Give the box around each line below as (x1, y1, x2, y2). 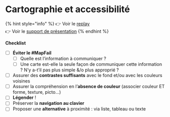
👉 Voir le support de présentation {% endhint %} (5, 28, 109, 34)
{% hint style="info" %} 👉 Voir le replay (5, 20, 90, 26)
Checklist (5, 40, 26, 46)
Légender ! (12, 95, 37, 101)
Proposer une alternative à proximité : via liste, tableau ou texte (12, 106, 146, 112)
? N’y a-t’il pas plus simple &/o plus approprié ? (20, 67, 119, 73)
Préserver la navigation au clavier (12, 100, 85, 106)
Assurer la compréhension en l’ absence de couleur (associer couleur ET (12, 84, 165, 90)
